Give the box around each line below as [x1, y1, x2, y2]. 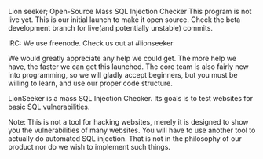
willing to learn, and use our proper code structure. [8, 78, 173, 88]
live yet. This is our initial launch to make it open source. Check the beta [8, 15, 241, 24]
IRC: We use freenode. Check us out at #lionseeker [8, 38, 174, 48]
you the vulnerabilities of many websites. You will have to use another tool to [8, 125, 256, 135]
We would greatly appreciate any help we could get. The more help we [8, 54, 237, 63]
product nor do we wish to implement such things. [8, 143, 171, 151]
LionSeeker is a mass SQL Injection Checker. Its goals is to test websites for [8, 94, 254, 103]
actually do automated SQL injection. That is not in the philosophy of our [8, 134, 242, 143]
